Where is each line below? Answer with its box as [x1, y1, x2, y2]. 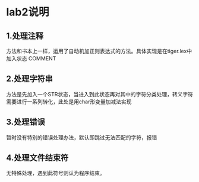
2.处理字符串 [6, 74, 53, 84]
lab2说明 [6, 5, 49, 19]
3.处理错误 [6, 117, 46, 127]
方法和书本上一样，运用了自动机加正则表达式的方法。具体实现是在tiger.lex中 [6, 48, 192, 54]
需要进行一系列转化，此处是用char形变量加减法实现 [6, 98, 132, 105]
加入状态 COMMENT [6, 55, 56, 62]
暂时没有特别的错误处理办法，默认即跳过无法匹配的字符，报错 [6, 134, 157, 141]
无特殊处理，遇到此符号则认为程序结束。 [6, 170, 105, 177]
